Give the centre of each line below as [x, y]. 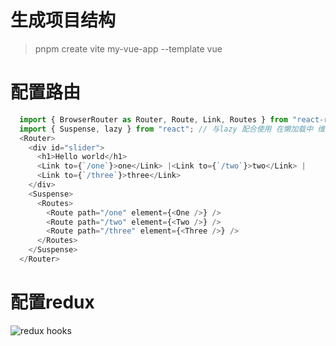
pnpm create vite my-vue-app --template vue [128, 48]
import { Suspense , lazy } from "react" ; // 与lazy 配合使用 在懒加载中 [166, 129]
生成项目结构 [63, 20]
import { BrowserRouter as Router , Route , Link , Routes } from [153, 119]
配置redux [52, 302]
